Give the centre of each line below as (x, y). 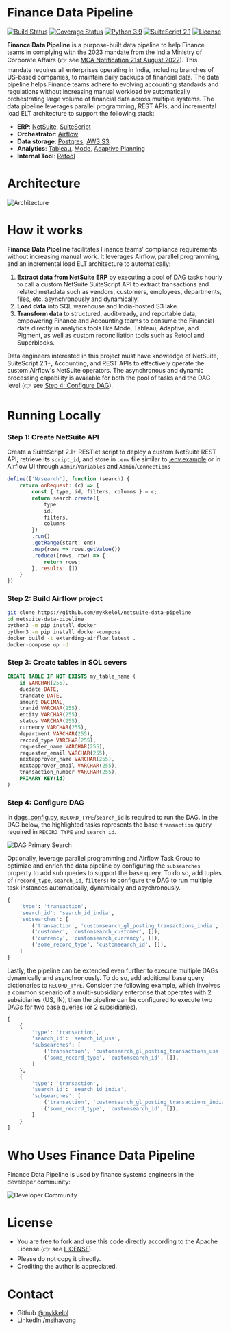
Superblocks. (36, 342)
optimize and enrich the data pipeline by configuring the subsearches (104, 866)
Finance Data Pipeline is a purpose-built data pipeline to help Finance (106, 45)
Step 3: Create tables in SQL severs (67, 662)
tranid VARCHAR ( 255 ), (50, 708)
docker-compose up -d (38, 645)
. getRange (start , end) (64, 543)
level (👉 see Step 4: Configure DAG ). (60, 385)
